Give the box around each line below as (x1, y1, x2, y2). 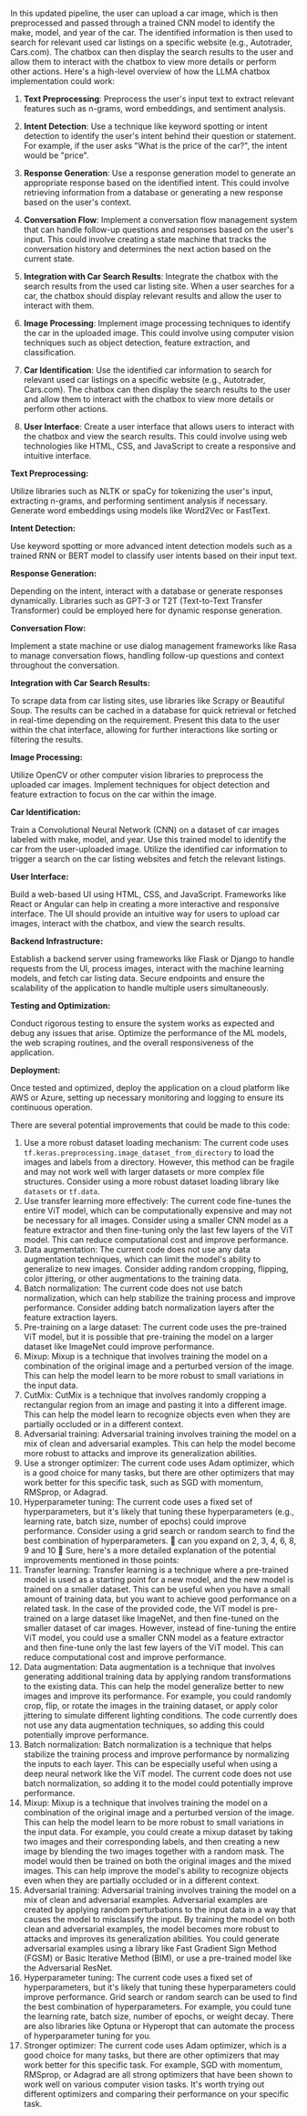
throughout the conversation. (10, 660, 119, 671)
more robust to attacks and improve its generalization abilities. (23, 1448, 258, 1458)
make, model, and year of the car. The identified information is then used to (10, 27, 293, 37)
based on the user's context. (23, 196, 132, 207)
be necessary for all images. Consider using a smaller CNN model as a (23, 1215, 289, 1225)
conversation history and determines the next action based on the (23, 244, 271, 254)
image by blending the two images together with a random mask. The (23, 1846, 285, 1857)
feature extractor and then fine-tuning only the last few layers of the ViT (23, 1224, 294, 1235)
